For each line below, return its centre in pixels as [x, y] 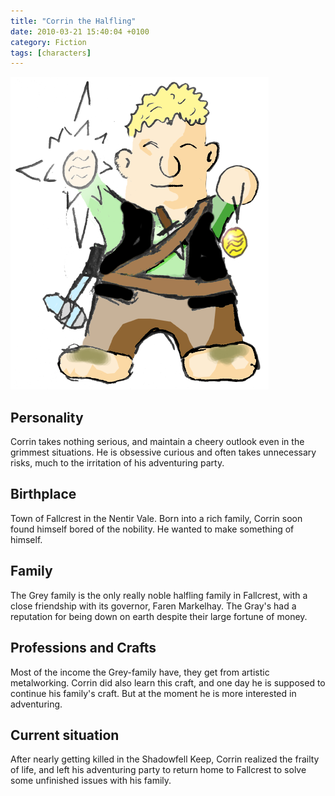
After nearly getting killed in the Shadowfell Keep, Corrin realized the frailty [165, 759]
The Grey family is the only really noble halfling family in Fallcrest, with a [159, 595]
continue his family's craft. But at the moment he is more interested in [153, 693]
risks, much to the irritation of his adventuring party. [117, 463]
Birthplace [43, 494]
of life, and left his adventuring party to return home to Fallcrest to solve [158, 770]
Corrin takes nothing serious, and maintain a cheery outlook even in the [157, 442]
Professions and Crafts [83, 648]
